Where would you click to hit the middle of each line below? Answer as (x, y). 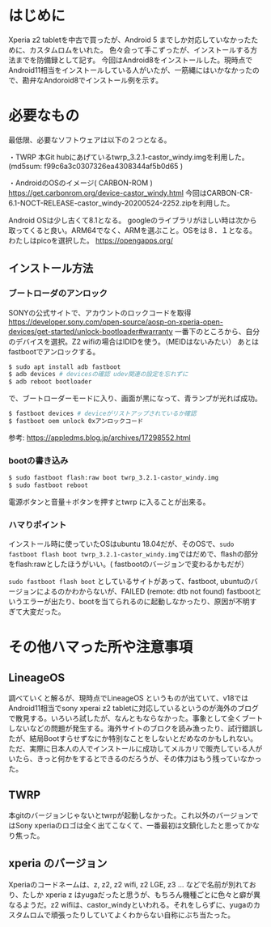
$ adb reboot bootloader (50, 382)
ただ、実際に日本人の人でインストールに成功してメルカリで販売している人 (132, 749)
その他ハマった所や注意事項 (101, 648)
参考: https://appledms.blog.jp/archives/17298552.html (100, 438)
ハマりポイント (38, 524)
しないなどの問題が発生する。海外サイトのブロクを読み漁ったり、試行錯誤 (132, 729)
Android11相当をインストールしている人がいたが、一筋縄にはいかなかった (131, 70)
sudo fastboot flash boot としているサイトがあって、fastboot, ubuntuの (129, 582)
